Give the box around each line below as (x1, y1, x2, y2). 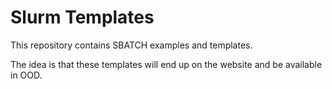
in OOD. (10, 69, 43, 81)
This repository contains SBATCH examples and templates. (10, 39, 253, 51)
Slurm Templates (10, 6, 155, 29)
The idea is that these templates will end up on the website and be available (10, 58, 323, 70)
